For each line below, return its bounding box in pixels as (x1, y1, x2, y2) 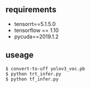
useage (5, 50, 34, 60)
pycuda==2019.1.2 (14, 32, 59, 40)
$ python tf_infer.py (5, 76, 59, 82)
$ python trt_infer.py (5, 71, 61, 77)
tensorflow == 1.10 (14, 27, 59, 34)
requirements (5, 5, 57, 15)
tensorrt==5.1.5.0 (14, 20, 56, 27)
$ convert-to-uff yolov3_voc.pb (5, 66, 85, 71)
